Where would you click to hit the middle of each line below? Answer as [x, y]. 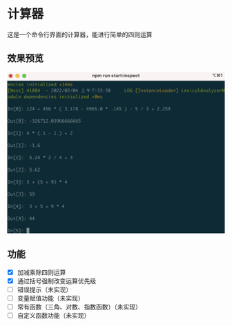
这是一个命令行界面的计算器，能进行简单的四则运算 [80, 34]
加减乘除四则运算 [41, 272]
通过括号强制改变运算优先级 [57, 281]
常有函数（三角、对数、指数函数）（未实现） [79, 307]
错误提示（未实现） [45, 289]
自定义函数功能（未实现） [54, 315]
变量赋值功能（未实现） [50, 298]
